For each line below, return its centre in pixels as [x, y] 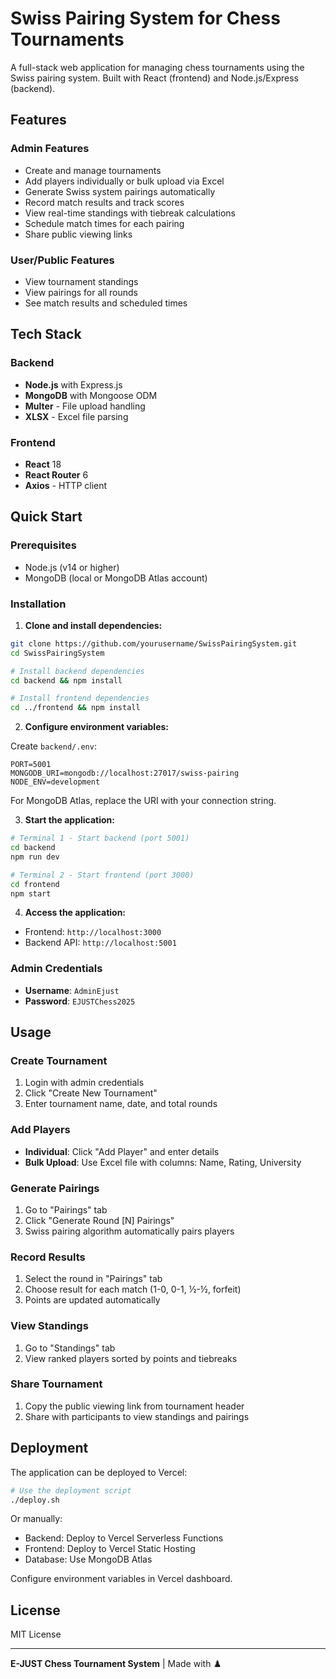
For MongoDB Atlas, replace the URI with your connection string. [143, 801]
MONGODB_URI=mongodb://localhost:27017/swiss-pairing [125, 773]
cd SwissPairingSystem [57, 653]
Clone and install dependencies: [93, 625]
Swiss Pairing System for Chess [145, 18]
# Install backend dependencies [77, 671]
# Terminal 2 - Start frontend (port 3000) [102, 875]
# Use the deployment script [71, 1490]
